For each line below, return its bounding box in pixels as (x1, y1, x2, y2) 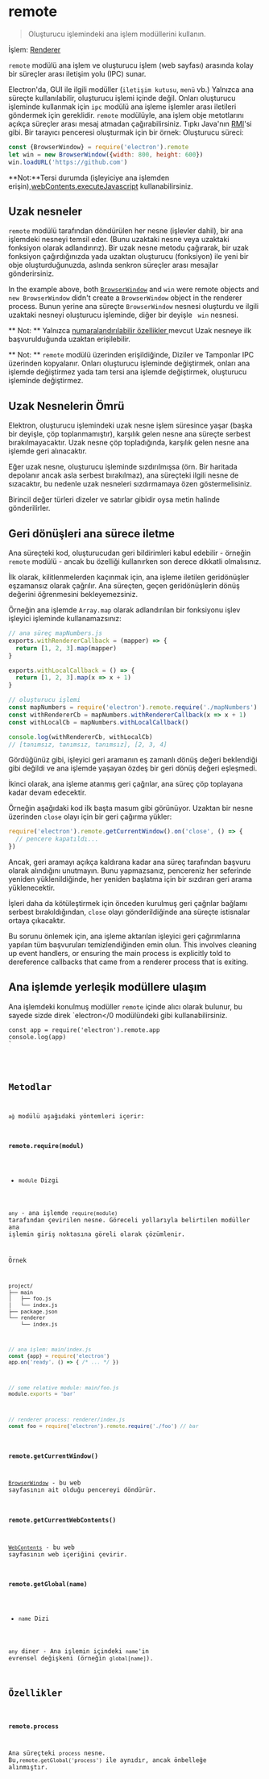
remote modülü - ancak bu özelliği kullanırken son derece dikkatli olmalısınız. (8, 557, 262, 566)
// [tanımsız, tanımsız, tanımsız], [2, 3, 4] (8, 741, 168, 749)
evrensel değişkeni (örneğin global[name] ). (8, 1655, 154, 1663)
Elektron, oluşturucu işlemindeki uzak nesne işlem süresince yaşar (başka (8, 420, 253, 430)
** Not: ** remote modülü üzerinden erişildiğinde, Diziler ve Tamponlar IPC (8, 350, 255, 360)
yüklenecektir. (8, 883, 56, 892)
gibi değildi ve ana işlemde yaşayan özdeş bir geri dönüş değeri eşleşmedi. (8, 763, 258, 773)
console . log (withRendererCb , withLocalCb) (8, 733, 153, 741)
